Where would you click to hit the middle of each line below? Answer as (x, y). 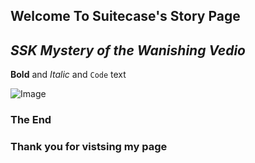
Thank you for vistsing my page (89, 147)
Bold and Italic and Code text (68, 75)
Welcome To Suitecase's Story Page (125, 16)
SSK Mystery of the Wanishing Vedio (128, 50)
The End (31, 120)
